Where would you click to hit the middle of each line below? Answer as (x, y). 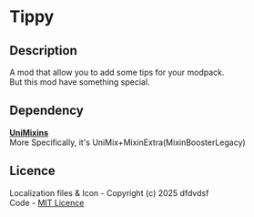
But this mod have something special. (80, 82)
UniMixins (29, 132)
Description (43, 51)
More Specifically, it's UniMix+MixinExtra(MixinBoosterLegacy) (127, 142)
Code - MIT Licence (47, 202)
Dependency (46, 111)
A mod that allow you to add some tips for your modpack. (117, 72)
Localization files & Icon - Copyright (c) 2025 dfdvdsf (109, 192)
